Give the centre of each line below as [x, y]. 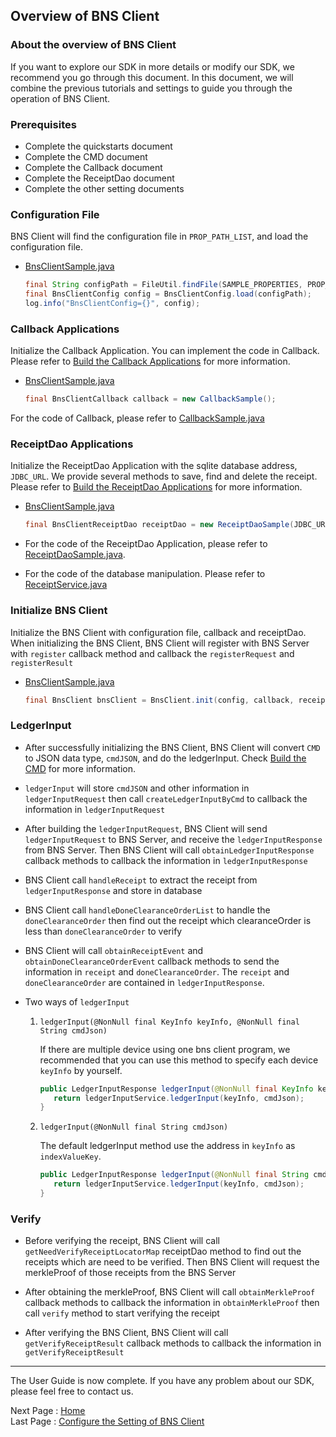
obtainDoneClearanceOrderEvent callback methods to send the [152, 961]
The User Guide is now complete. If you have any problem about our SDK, [162, 1381]
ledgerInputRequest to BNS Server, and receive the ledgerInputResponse [173, 839]
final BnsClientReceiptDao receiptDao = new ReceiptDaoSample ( [159, 525]
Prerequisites [43, 124]
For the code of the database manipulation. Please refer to [145, 574]
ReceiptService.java [66, 585]
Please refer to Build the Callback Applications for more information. [150, 361]
